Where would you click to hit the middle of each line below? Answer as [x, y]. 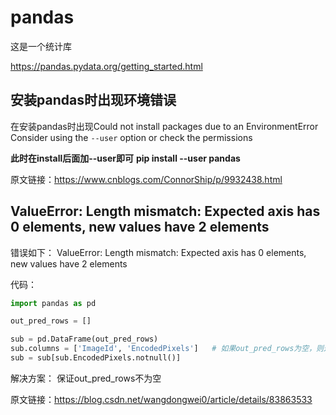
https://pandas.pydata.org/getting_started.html [106, 66]
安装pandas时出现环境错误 [93, 100]
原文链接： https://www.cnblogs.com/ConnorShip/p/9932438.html [146, 179]
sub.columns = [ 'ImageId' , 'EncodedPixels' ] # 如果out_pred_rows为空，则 [167, 349]
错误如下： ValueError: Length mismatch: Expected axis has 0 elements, [158, 252]
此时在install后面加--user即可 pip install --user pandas [125, 158]
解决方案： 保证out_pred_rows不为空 [86, 378]
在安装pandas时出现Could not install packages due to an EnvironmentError [164, 126]
